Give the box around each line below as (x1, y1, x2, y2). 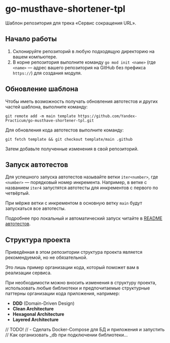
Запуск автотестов (5, 160, 69, 169)
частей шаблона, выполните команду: (5, 103, 88, 110)
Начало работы (5, 35, 57, 43)
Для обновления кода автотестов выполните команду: (5, 127, 124, 133)
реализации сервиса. (5, 270, 52, 276)
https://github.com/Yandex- (78, 113, 138, 119)
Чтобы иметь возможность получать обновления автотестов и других (5, 98, 158, 104)
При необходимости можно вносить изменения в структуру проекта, (5, 280, 157, 286)
